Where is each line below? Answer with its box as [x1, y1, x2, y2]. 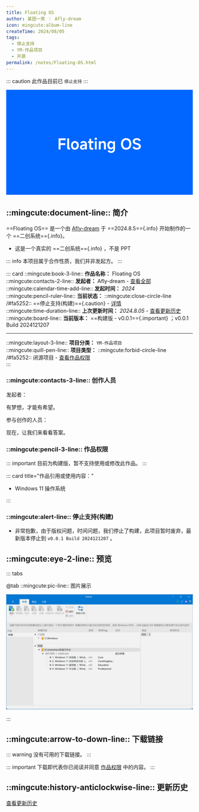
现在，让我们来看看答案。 [6, 429, 69, 436]
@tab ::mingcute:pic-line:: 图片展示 [6, 582, 92, 589]
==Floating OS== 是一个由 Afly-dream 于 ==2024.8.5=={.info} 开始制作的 [6, 224, 185, 231]
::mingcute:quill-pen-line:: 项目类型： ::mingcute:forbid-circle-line [6, 346, 167, 353]
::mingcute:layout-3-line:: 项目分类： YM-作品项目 [6, 339, 123, 346]
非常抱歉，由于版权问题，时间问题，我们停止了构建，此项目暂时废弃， [14, 527, 187, 534]
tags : [6, 34, 20, 41]
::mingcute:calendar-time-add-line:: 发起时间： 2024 [6, 285, 135, 292]
